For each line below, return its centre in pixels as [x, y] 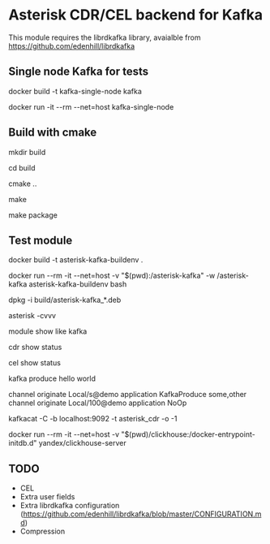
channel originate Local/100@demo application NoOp [98, 403]
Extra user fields [47, 497]
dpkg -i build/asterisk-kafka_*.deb [65, 300]
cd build [22, 167]
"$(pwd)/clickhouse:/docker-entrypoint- [188, 434]
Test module [41, 240]
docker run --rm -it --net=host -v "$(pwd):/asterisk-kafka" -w [112, 276]
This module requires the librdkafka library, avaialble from [105, 37]
